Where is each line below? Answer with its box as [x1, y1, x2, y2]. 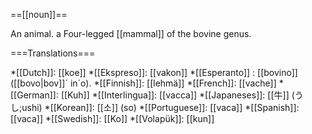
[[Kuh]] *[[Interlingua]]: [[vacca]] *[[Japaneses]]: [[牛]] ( [60, 89, 295, 101]
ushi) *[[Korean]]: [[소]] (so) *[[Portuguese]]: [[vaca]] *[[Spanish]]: [21, 102, 300, 113]
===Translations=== [10, 47, 96, 59]
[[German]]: [10, 89, 59, 101]
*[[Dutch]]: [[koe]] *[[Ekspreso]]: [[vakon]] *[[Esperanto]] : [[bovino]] [10, 67, 298, 78]
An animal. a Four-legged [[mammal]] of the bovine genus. [10, 28, 252, 39]
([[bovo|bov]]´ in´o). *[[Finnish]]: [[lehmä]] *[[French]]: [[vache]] [10, 77, 277, 89]
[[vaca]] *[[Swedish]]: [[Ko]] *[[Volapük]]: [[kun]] [10, 113, 215, 124]
